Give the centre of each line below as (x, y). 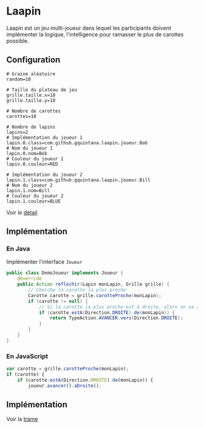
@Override (30, 279)
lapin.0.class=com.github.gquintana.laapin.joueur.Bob (77, 143)
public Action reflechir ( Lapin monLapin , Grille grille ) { (93, 284)
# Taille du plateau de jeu (42, 90)
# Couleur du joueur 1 (35, 159)
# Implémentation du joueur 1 (45, 138)
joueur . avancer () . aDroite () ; (65, 386)
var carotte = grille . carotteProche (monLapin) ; (68, 369)
